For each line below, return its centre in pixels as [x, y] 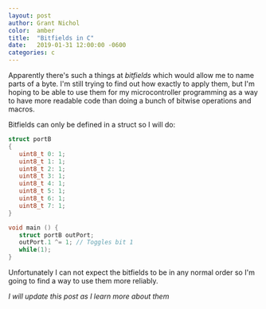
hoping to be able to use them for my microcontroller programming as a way [133, 92]
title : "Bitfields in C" [51, 38]
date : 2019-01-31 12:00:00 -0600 [67, 45]
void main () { [33, 228]
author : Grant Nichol [44, 23]
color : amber [32, 30]
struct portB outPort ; [56, 235]
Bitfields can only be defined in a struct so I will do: [92, 125]
